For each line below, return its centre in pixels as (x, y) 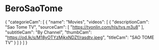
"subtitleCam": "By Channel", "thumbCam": (49, 32)
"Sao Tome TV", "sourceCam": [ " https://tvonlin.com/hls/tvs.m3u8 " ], (75, 27)
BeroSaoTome (34, 8)
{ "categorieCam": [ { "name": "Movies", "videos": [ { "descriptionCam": (77, 22)
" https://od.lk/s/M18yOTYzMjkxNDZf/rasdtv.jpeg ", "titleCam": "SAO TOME (80, 37)
